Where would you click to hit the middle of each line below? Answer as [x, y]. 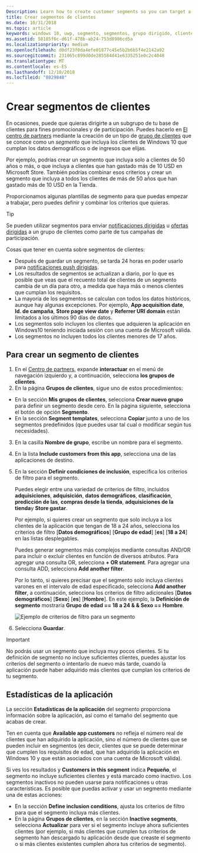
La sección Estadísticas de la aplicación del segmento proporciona [88, 709]
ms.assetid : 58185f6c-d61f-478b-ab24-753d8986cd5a [70, 39]
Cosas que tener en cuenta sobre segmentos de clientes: [76, 249]
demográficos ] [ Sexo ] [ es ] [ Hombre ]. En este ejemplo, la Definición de [102, 599]
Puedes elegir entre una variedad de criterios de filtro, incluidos [92, 489]
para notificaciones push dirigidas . [57, 267]
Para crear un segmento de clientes [73, 355]
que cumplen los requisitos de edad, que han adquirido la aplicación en [93, 752]
